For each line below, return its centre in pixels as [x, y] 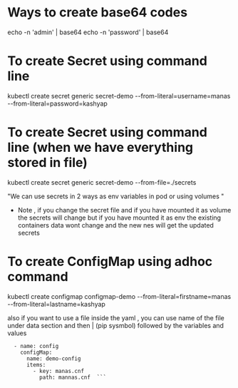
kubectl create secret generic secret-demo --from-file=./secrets [102, 182]
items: [36, 364]
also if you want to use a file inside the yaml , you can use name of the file [116, 317]
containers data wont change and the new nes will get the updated [115, 225]
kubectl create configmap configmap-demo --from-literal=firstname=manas [119, 296]
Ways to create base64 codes [97, 12]
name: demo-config [53, 358]
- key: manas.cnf [58, 371]
